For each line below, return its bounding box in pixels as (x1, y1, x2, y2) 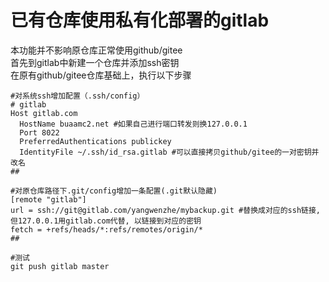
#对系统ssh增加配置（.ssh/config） (10, 91, 145, 101)
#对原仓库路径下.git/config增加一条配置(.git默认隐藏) (10, 186, 218, 196)
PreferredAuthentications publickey (19, 136, 172, 146)
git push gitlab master (10, 261, 110, 271)
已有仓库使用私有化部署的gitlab (10, 9, 270, 32)
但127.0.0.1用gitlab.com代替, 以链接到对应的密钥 (10, 216, 202, 226)
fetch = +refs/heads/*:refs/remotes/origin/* (10, 224, 203, 235)
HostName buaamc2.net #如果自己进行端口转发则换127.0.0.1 (19, 119, 248, 129)
